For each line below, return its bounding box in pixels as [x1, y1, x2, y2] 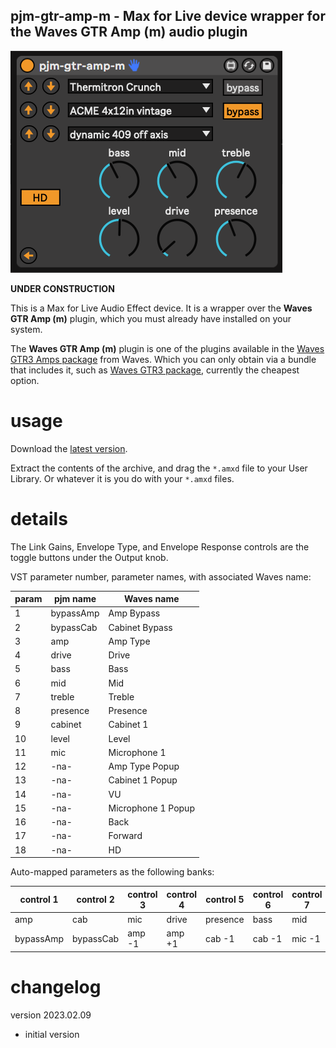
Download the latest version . [10, 442, 128, 454]
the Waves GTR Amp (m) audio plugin [10, 24, 248, 41]
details [10, 507, 68, 530]
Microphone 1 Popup [108, 802, 195, 814]
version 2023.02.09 [10, 1009, 92, 1021]
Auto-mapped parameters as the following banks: [10, 866, 215, 878]
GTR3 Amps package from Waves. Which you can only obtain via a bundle [10, 353, 317, 365]
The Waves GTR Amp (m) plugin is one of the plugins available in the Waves [10, 342, 325, 354]
